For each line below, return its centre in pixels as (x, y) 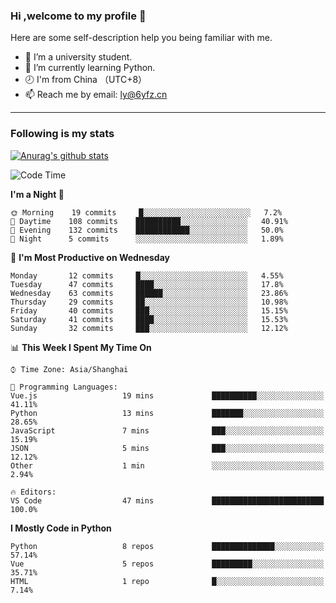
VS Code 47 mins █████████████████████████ (167, 500)
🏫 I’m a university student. (78, 57)
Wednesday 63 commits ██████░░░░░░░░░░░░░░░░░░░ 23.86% (149, 293)
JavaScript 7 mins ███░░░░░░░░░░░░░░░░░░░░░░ (167, 430)
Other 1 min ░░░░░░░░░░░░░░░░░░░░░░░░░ (167, 465)
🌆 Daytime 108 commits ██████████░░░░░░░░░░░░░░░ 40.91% (149, 221)
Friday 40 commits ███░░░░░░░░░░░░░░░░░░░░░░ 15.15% (149, 310)
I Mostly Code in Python (61, 528)
